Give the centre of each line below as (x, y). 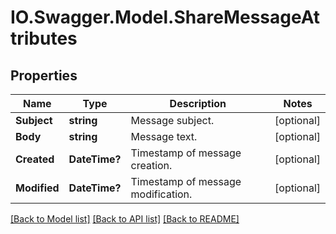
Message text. (164, 136)
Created (35, 159)
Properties (44, 75)
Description (198, 103)
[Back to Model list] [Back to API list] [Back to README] (125, 219)
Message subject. (172, 120)
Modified (37, 188)
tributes (44, 38)
